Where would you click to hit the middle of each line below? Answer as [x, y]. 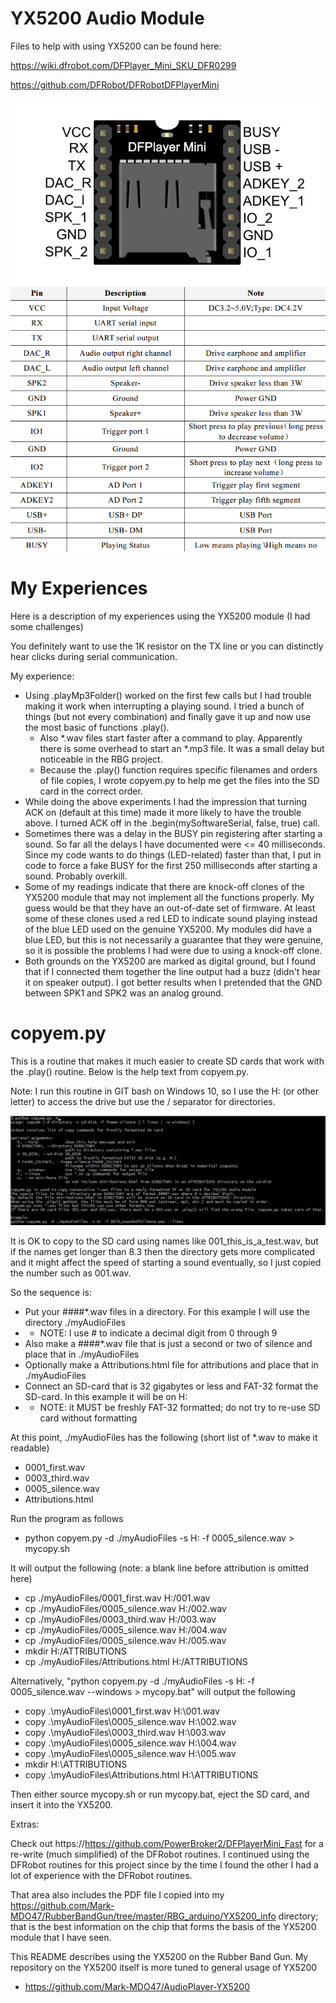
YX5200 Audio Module [107, 18]
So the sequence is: [51, 1292]
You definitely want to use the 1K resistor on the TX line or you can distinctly [167, 646]
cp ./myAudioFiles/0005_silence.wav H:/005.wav [125, 1640]
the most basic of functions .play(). [97, 727]
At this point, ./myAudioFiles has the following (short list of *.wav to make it [164, 1437]
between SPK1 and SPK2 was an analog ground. [124, 993]
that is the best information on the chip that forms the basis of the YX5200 [163, 1926]
